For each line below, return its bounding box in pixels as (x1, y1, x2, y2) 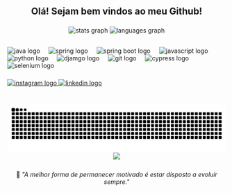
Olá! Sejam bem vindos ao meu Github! (31, 6, 203, 17)
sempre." (103, 178, 130, 186)
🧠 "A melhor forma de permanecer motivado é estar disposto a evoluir (16, 170, 217, 179)
